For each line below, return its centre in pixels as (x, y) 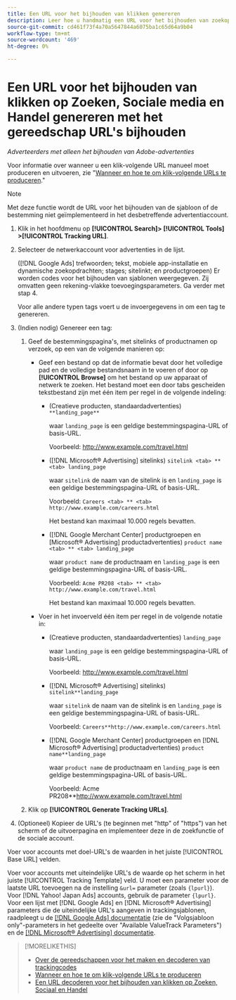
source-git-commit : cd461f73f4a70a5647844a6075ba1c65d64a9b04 (100, 27)
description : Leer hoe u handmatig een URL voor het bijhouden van (108, 20)
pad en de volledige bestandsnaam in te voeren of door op (123, 370)
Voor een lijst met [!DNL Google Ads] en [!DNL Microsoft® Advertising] (110, 902)
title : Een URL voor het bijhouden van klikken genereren (94, 14)
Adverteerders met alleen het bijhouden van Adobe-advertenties (101, 151)
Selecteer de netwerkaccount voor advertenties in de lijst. (101, 249)
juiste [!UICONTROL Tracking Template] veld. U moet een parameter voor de (118, 880)
